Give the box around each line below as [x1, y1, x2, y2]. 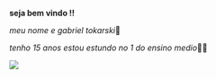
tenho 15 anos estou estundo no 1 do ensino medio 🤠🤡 [9, 42, 208, 53]
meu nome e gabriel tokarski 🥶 [9, 25, 121, 35]
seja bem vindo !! [9, 8, 75, 18]
